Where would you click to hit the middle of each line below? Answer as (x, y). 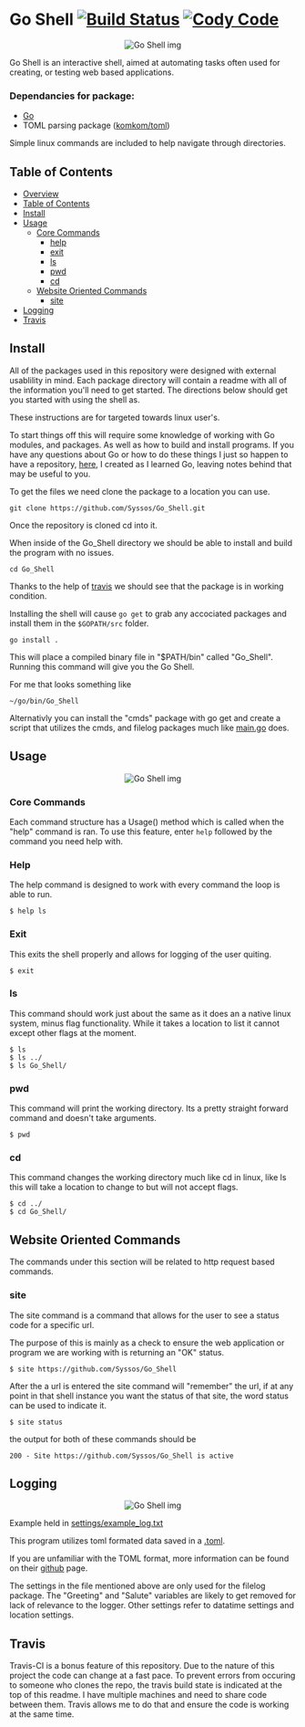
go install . (34, 640)
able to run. (31, 895)
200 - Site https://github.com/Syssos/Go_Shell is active (122, 1456)
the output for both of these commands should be (103, 1439)
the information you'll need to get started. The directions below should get (149, 390)
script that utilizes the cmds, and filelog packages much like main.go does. (149, 727)
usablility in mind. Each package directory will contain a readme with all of (148, 380)
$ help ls (28, 911)
